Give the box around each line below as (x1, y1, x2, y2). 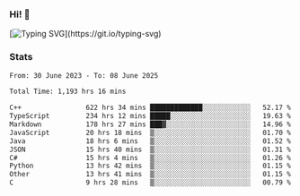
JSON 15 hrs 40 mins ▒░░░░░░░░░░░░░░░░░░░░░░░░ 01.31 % (9, 145, 292, 154)
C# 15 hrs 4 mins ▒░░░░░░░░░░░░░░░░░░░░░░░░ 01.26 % (9, 153, 292, 162)
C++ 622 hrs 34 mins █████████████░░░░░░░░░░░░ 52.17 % (9, 103, 292, 113)
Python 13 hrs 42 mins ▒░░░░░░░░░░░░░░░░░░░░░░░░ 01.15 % (9, 161, 292, 171)
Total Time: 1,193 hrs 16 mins (9, 87, 127, 97)
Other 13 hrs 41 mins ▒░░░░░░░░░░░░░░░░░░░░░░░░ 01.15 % (9, 170, 292, 179)
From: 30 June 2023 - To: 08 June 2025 (9, 71, 159, 80)
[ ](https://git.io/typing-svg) (9, 29, 162, 39)
